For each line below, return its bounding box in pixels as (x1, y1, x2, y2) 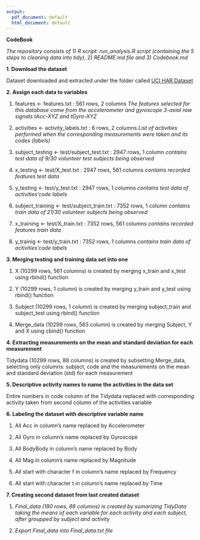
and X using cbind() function (14, 327, 85, 334)
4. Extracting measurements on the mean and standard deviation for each (6, 339, 193, 346)
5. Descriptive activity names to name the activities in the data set (6, 381, 174, 388)
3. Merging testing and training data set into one (6, 256, 128, 263)
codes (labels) (14, 137, 51, 144)
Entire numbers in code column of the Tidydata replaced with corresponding (6, 393, 195, 400)
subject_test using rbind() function (14, 309, 100, 316)
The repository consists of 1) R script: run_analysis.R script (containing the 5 (6, 48, 194, 55)
